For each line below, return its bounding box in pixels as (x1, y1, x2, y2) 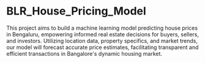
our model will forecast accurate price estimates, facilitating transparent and (6, 44, 199, 51)
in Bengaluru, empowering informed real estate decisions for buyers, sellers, (6, 30, 199, 38)
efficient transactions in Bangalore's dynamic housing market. (6, 50, 163, 57)
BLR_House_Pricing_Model (6, 4, 147, 18)
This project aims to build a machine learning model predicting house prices (6, 24, 198, 31)
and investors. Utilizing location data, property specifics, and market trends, (6, 37, 198, 44)
